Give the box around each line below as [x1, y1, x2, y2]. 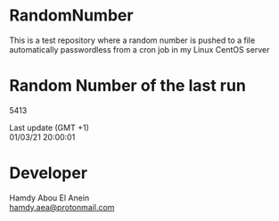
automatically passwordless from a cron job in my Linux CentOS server [9, 44, 270, 54]
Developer [9, 163, 87, 184]
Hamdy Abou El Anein [9, 192, 90, 203]
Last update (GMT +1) [9, 122, 89, 133]
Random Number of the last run [9, 76, 247, 96]
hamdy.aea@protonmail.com [9, 201, 115, 212]
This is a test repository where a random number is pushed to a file [9, 35, 256, 45]
